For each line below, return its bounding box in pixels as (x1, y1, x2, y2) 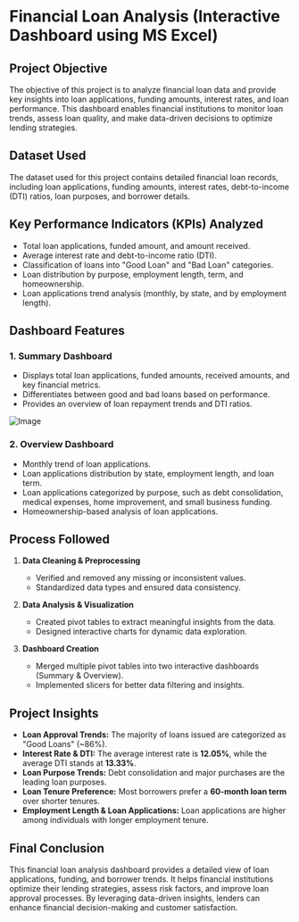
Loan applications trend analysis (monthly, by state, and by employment (21, 287, 287, 298)
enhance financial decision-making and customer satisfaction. (9, 902, 238, 913)
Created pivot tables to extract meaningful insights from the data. (35, 617, 276, 627)
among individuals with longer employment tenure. (21, 815, 210, 826)
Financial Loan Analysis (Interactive (9, 6, 281, 27)
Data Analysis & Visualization (21, 600, 134, 611)
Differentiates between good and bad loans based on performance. (21, 389, 270, 400)
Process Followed (9, 532, 110, 546)
